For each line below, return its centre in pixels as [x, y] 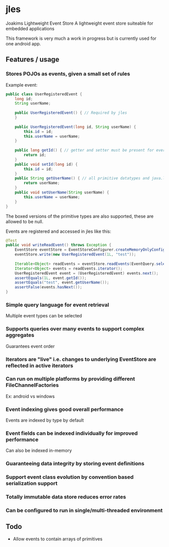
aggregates [20, 335]
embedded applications [30, 28]
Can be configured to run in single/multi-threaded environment [84, 511]
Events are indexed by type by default [45, 420]
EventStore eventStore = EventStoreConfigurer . [65, 250]
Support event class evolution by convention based [70, 477]
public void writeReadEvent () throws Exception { [59, 245]
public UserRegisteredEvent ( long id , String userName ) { [75, 127]
